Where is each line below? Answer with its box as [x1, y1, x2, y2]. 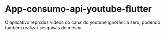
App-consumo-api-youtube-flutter [5, 3, 152, 15]
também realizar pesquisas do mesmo [5, 24, 83, 30]
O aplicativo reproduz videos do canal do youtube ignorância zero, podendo [5, 19, 161, 25]
